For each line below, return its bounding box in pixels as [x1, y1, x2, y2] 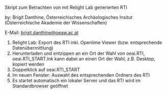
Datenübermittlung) [12, 45, 54, 51]
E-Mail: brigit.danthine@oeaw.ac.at [5, 30, 79, 35]
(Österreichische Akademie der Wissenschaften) [5, 20, 107, 26]
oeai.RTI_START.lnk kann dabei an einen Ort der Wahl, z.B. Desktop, [12, 56, 155, 62]
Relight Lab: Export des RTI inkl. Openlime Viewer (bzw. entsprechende [12, 39, 162, 45]
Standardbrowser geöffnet [12, 83, 68, 89]
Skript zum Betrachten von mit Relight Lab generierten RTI [5, 5, 127, 10]
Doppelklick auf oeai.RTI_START [12, 66, 80, 73]
